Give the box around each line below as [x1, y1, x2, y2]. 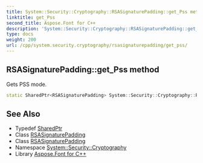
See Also [6, 109, 40, 119]
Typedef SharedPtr [14, 125, 63, 132]
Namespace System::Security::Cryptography [14, 144, 127, 151]
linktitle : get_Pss [6, 14, 56, 20]
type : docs [6, 31, 34, 37]
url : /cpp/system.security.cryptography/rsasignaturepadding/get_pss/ [6, 43, 188, 49]
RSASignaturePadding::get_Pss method [6, 64, 159, 75]
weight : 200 [6, 37, 36, 43]
